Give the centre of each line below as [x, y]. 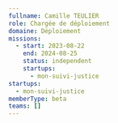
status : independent [57, 61]
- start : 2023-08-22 [50, 46]
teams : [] [25, 106]
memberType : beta [38, 99]
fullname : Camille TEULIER [54, 16]
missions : [25, 38]
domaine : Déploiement [45, 31]
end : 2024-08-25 [51, 53]
